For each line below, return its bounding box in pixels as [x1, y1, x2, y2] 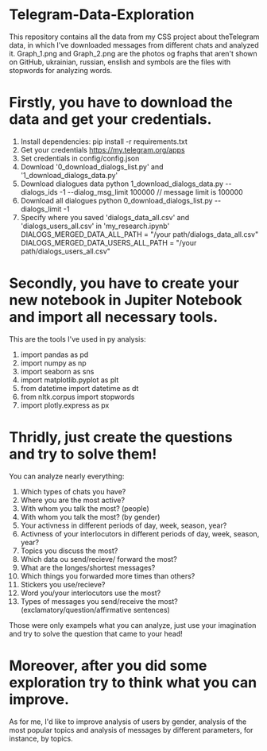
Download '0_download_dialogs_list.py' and [20, 161, 164, 172]
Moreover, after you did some [9, 656, 207, 675]
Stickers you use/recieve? [20, 579, 106, 589]
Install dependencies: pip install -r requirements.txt [20, 137, 188, 146]
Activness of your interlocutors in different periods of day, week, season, [20, 528, 260, 538]
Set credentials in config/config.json [20, 153, 140, 163]
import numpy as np [20, 358, 87, 367]
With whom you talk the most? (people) [20, 503, 149, 513]
